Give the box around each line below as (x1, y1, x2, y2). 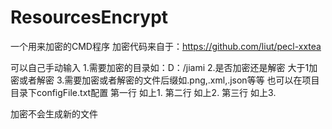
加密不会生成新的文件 (10, 107, 98, 120)
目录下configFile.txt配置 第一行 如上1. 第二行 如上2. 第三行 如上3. (10, 86, 277, 98)
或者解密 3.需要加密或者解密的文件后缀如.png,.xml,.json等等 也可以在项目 (18, 74, 320, 86)
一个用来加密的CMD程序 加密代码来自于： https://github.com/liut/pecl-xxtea (10, 40, 322, 52)
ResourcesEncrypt (10, 6, 169, 29)
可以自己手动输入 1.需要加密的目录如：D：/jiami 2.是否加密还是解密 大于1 (10, 61, 310, 73)
